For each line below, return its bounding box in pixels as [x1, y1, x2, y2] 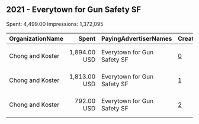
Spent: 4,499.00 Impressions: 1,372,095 [6, 20, 104, 27]
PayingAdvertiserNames [101, 34, 172, 43]
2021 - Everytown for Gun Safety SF [6, 5, 142, 15]
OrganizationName [9, 34, 64, 43]
